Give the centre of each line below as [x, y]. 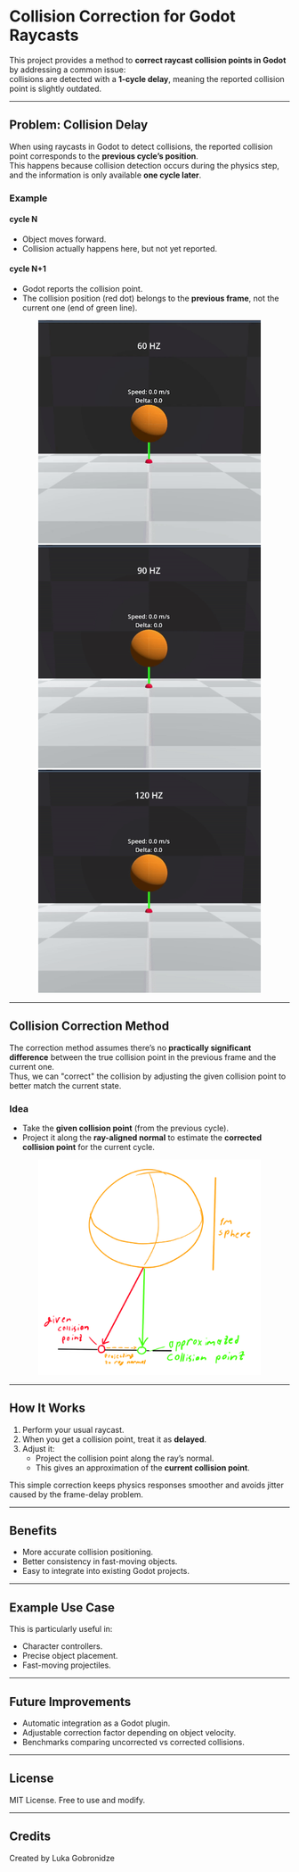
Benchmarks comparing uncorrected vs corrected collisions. [133, 1742]
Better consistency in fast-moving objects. [100, 1561]
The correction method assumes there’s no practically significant [130, 1048]
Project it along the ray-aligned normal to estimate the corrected [142, 1138]
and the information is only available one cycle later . [105, 175]
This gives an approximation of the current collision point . [143, 1467]
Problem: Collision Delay [79, 125]
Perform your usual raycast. [73, 1429]
